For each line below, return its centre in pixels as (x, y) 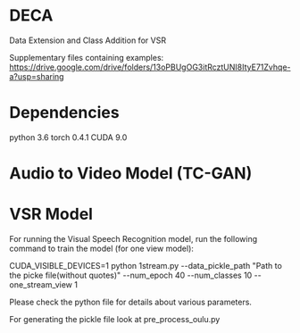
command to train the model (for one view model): (102, 248)
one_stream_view (41, 285)
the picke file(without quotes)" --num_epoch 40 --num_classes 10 (131, 275)
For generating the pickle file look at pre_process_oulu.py (115, 319)
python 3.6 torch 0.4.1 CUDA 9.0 (68, 137)
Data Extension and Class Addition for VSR (88, 40)
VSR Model (51, 214)
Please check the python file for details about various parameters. (131, 302)
